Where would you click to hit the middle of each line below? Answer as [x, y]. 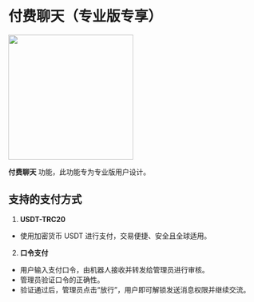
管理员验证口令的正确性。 [62, 280]
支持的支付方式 [45, 199]
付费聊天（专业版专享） [85, 16]
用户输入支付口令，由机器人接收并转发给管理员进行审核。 [114, 269]
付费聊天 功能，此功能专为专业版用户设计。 [79, 172]
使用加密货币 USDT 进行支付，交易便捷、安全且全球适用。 [115, 236]
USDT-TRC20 [43, 219]
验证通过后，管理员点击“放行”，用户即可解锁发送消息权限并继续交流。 [135, 289]
